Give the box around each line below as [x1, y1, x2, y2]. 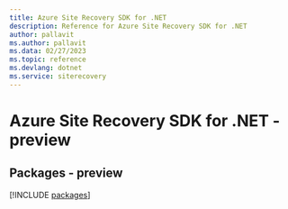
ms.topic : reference [9, 55, 87, 64]
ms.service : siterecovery [9, 72, 106, 81]
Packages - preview [9, 166, 123, 181]
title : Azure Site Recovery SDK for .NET [9, 13, 167, 23]
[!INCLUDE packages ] [9, 189, 91, 200]
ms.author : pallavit [9, 38, 87, 48]
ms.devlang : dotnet [9, 64, 83, 73]
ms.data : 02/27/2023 [9, 47, 87, 56]
